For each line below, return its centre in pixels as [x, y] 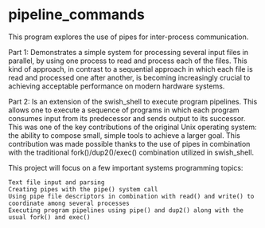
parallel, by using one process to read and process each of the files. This [128, 61]
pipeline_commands [76, 15]
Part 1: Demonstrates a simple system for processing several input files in [129, 52]
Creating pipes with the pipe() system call [83, 189]
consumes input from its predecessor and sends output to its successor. [127, 118]
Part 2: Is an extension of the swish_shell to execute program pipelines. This [133, 101]
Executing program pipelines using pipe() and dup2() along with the [126, 210]
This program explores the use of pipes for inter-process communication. [129, 37]
